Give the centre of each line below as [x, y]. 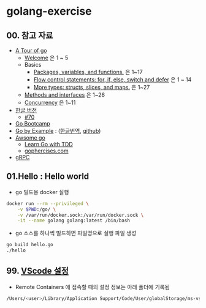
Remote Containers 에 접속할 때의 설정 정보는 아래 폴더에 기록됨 [93, 287]
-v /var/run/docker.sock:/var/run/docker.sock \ [81, 215]
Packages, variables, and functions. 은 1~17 [88, 72]
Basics [33, 65]
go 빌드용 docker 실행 [42, 192]
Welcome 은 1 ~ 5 [46, 58]
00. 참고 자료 [30, 35]
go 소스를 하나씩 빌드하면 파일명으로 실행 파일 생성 [76, 233]
